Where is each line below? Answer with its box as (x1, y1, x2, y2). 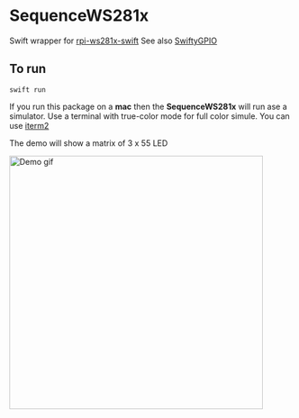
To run (9, 61, 47, 77)
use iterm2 (9, 120, 50, 131)
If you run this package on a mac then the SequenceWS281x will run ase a (9, 101, 288, 112)
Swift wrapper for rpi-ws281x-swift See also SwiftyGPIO (9, 35, 218, 46)
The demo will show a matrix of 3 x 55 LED (9, 137, 168, 149)
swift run (9, 85, 47, 95)
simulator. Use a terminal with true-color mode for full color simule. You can (9, 110, 290, 122)
